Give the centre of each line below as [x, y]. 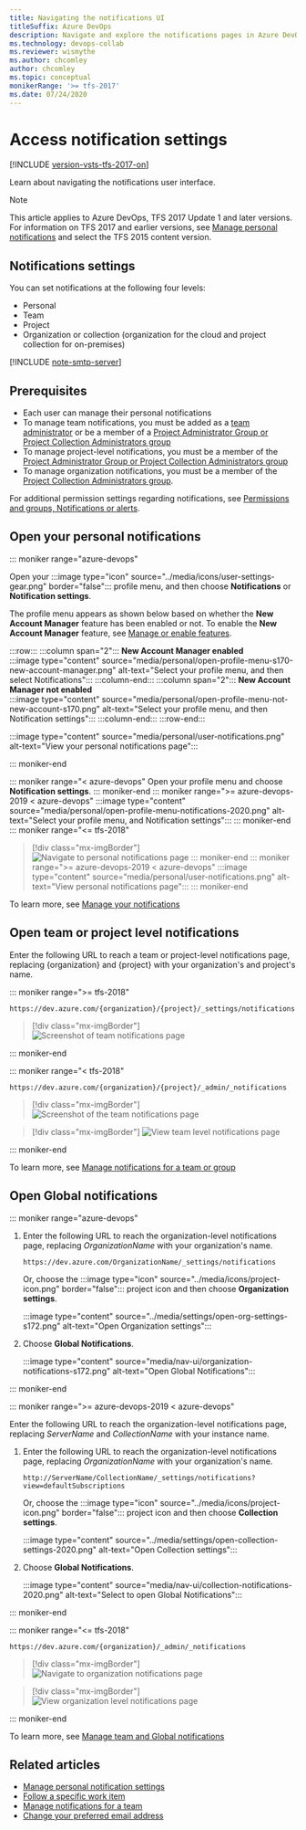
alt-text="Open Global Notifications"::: [184, 1371]
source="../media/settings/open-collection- [197, 1540]
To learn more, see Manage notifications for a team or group [122, 1167]
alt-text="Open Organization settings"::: [137, 1326]
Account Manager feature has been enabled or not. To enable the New [143, 623]
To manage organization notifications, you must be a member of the [150, 471]
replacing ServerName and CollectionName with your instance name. [140, 1434]
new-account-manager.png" [63, 670]
